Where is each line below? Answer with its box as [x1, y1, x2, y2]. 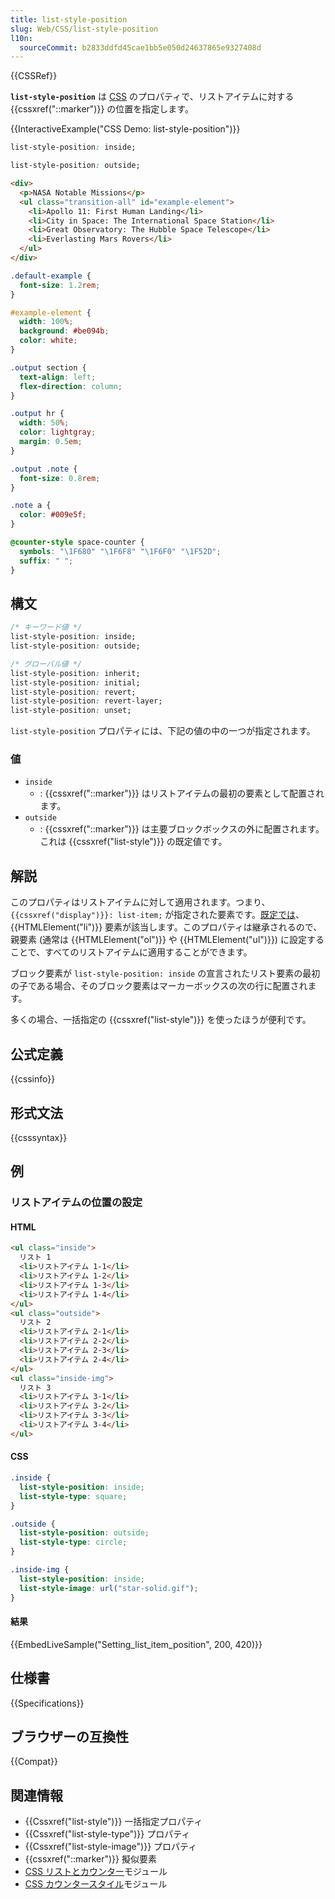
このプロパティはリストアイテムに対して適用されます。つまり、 [10, 896, 271, 908]
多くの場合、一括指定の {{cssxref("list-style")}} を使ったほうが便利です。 [10, 1014, 312, 1026]
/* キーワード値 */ [10, 622, 83, 633]
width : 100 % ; [19, 317, 74, 327]
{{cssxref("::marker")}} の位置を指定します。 [10, 103, 194, 115]
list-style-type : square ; [19, 1491, 128, 1501]
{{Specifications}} [10, 1697, 85, 1709]
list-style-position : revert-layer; [10, 696, 163, 706]
